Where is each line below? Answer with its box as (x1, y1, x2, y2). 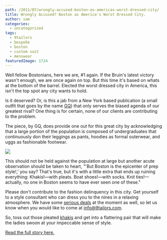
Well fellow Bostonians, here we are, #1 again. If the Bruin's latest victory (5, 72, 155, 78)
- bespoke (9, 40, 30, 45)
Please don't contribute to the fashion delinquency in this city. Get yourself (5, 189, 159, 195)
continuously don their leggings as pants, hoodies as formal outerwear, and (5, 134, 161, 140)
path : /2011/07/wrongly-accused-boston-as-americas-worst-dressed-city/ (5, 7, 160, 12)
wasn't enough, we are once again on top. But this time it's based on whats (5, 77, 160, 83)
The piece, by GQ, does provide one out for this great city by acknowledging (5, 123, 163, 129)
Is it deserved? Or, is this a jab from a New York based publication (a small (5, 98, 158, 104)
